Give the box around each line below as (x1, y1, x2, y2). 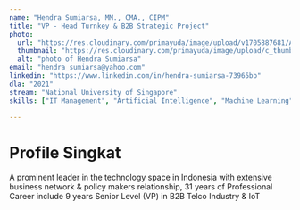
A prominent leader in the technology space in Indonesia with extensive (9, 172, 272, 183)
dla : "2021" (9, 80, 54, 88)
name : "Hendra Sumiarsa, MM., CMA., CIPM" (9, 13, 170, 22)
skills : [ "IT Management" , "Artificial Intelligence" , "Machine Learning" (9, 96, 294, 105)
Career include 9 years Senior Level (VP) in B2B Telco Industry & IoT (9, 191, 261, 202)
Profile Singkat (9, 142, 121, 163)
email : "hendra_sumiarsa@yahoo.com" (9, 63, 146, 72)
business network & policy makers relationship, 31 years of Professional (9, 181, 273, 192)
